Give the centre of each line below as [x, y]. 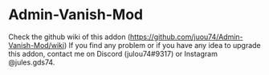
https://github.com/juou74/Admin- [186, 37]
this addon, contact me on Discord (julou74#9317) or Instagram [113, 53]
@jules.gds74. [32, 62]
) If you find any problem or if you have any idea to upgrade [162, 45]
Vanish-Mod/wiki [37, 45]
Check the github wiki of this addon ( [69, 37]
